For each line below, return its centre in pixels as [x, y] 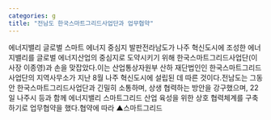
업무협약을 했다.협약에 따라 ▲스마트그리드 [96, 108]
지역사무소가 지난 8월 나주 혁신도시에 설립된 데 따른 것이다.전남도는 [142, 77]
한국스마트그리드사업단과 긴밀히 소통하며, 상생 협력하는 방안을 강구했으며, [132, 87]
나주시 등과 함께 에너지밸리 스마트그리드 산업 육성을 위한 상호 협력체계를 [130, 97]
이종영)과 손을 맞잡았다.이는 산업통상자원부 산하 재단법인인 [115, 67]
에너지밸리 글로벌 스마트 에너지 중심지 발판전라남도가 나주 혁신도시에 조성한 [127, 47]
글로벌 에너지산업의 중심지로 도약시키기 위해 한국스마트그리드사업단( [144, 57]
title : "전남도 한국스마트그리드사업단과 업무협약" [81, 23]
